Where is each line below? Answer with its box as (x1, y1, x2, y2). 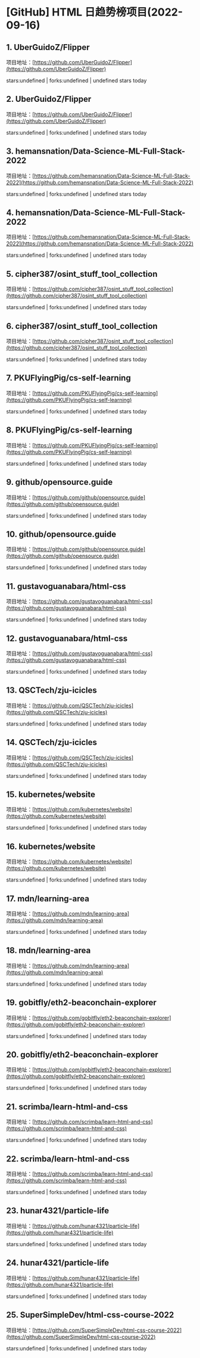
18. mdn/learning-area (6, 945, 91, 956)
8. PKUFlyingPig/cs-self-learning (6, 425, 133, 435)
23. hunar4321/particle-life (6, 1206, 109, 1216)
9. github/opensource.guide (6, 477, 113, 487)
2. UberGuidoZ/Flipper (6, 94, 92, 104)
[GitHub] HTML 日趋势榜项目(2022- (6, 5, 183, 19)
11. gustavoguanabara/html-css (6, 581, 126, 591)
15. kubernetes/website (6, 789, 95, 799)
